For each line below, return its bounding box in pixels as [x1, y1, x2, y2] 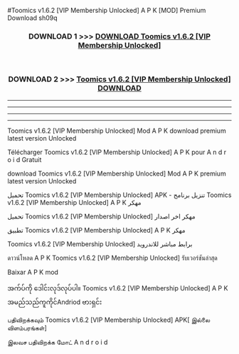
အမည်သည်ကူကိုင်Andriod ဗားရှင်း [7, 298, 102, 306]
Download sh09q [7, 14, 58, 22]
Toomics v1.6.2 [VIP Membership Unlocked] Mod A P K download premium [7, 126, 226, 135]
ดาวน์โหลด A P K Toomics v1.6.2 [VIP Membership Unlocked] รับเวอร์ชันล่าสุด [7, 253, 218, 262]
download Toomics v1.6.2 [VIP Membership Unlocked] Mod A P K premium [7, 169, 226, 178]
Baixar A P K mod [7, 268, 59, 276]
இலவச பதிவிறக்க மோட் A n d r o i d [7, 338, 108, 346]
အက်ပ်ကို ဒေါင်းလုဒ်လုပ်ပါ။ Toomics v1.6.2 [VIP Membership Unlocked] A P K [7, 283, 228, 292]
